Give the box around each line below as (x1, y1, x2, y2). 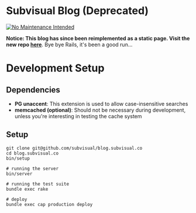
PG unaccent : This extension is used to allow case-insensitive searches (14, 100, 188, 107)
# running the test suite (6, 181, 69, 187)
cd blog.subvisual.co (6, 150, 59, 156)
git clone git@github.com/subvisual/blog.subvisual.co (6, 145, 143, 151)
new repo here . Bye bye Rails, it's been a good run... (6, 41, 133, 48)
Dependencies (6, 85, 60, 95)
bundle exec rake (6, 186, 49, 192)
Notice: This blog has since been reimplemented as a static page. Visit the (6, 35, 190, 42)
